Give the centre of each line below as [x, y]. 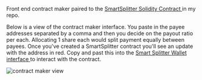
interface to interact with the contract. [54, 59]
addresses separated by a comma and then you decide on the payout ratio [100, 33]
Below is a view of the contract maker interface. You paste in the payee [96, 27]
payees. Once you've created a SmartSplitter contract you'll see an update [100, 46]
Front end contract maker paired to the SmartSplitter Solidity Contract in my [101, 9]
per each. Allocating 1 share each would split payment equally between [95, 40]
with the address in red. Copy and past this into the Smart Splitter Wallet [96, 53]
